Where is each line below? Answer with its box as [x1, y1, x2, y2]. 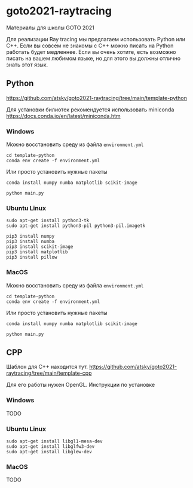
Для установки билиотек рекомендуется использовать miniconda [6, 106, 174, 113]
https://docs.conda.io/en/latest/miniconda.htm [6, 112, 121, 119]
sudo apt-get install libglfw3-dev [6, 444, 95, 450]
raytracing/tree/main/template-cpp [6, 369, 92, 377]
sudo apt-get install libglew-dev [6, 449, 93, 455]
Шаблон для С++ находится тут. [6, 363, 88, 371]
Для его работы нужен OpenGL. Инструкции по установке [6, 381, 155, 389]
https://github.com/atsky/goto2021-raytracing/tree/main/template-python [6, 94, 187, 101]
